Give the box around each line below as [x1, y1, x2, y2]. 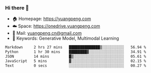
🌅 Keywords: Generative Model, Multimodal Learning [12, 35, 120, 41]
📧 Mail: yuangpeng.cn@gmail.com [12, 30, 82, 36]
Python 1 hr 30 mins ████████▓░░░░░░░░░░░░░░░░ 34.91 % [5, 49, 147, 54]
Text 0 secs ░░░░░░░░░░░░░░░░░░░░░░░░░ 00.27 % [5, 63, 147, 68]
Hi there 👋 [5, 4, 30, 11]
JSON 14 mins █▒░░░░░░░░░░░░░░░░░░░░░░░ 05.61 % [5, 54, 147, 59]
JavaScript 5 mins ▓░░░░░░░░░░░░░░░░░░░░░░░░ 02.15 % [5, 58, 147, 63]
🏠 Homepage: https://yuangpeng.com [12, 16, 91, 22]
